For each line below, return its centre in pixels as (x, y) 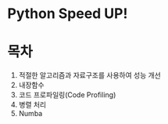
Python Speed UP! (68, 14)
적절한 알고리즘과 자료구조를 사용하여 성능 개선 (89, 75)
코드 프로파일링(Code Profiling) (67, 95)
